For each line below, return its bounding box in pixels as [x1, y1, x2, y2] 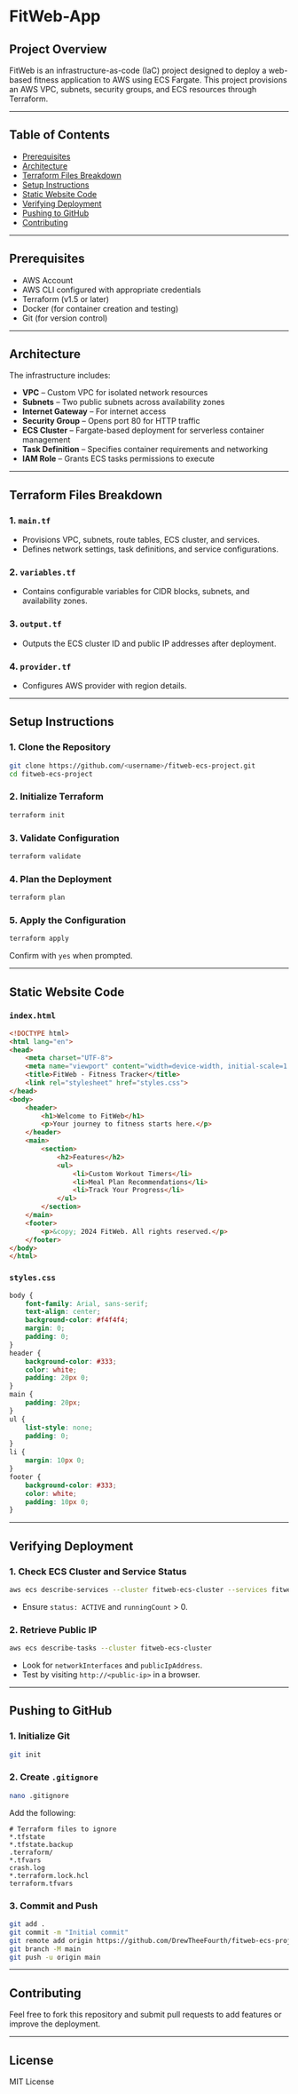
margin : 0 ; [25, 1324, 66, 1334]
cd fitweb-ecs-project [9, 769, 93, 778]
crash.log [9, 1863, 46, 1872]
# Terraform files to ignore [9, 1824, 117, 1834]
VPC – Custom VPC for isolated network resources [21, 387, 208, 398]
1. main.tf [9, 514, 51, 526]
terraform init [9, 810, 66, 819]
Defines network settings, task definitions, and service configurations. [21, 544, 279, 554]
